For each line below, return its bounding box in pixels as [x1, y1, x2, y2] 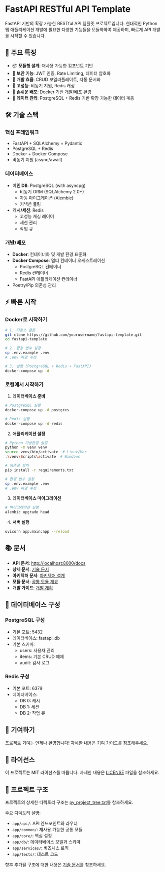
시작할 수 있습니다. [10, 33, 46, 38]
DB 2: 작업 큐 [19, 710, 45, 716]
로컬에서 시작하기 [5, 381, 44, 388]
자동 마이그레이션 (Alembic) [19, 195, 74, 201]
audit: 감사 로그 [19, 659, 50, 665]
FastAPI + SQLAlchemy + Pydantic [12, 141, 83, 146]
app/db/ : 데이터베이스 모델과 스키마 [12, 839, 81, 845]
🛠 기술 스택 [5, 111, 38, 119]
